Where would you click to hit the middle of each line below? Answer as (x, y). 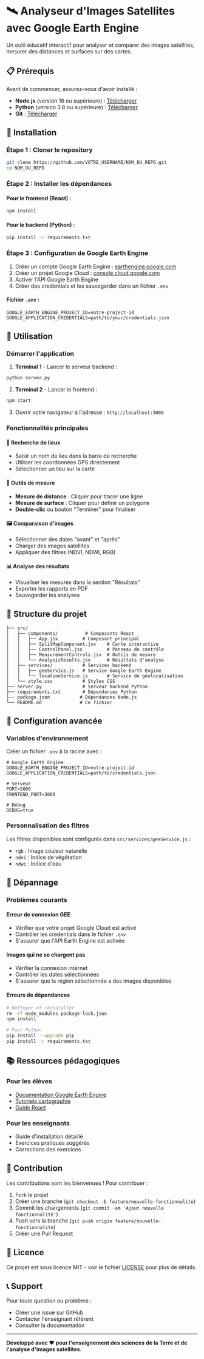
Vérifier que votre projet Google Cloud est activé (76, 928)
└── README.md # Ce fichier (59, 702)
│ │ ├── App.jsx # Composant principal (73, 639)
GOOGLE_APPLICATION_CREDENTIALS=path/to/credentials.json (81, 773)
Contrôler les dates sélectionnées (57, 975)
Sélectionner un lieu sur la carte (55, 469)
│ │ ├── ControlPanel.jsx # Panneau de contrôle (85, 649)
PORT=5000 (19, 789)
